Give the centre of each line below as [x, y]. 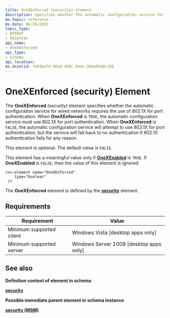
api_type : [16, 52]
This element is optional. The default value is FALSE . [59, 148]
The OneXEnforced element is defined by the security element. [72, 191]
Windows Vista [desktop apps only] [114, 232]
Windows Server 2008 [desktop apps [117, 244]
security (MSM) [22, 310]
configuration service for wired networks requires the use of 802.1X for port [84, 111]
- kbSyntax [17, 39]
